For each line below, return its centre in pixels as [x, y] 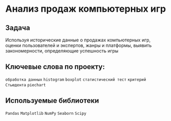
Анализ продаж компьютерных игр [85, 9]
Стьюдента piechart [26, 85]
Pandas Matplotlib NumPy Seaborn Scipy [46, 113]
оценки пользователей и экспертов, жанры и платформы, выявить [79, 45]
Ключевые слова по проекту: [55, 67]
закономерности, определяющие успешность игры [62, 51]
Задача [18, 28]
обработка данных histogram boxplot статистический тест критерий [76, 80]
